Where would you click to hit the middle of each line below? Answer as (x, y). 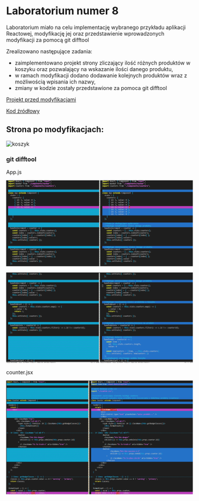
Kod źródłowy (23, 111)
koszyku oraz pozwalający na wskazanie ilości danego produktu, (94, 69)
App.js (14, 172)
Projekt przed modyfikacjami (41, 99)
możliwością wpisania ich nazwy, (55, 82)
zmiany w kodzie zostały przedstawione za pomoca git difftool (91, 88)
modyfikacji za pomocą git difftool (48, 40)
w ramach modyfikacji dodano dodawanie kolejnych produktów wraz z (101, 75)
